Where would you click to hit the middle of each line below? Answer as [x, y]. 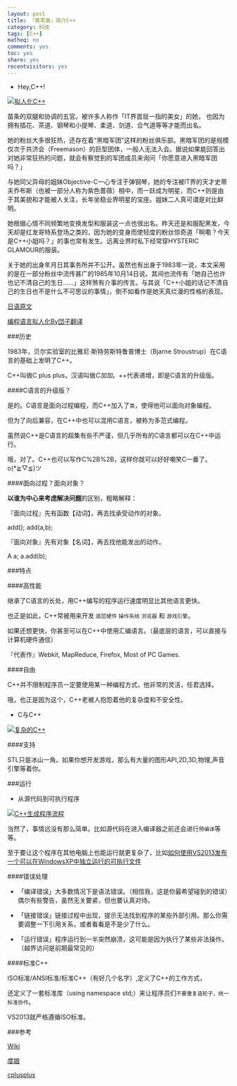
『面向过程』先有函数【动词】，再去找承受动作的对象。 [86, 513]
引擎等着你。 [26, 769]
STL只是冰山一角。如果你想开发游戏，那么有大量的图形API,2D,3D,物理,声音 [116, 759]
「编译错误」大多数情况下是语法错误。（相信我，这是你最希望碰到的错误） [122, 891]
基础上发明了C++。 [48, 360]
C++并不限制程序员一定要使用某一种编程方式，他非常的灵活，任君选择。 [113, 684]
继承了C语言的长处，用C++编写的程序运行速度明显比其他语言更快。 [105, 600]
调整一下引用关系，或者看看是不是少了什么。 [89, 924]
